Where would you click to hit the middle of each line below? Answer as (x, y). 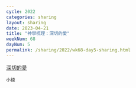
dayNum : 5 (18, 45)
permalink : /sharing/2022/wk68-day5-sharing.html (69, 50)
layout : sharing (26, 22)
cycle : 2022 (21, 12)
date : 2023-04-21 (27, 28)
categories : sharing (32, 17)
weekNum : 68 (21, 39)
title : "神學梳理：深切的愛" (38, 34)
